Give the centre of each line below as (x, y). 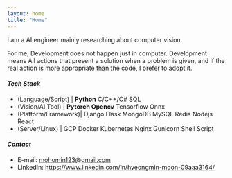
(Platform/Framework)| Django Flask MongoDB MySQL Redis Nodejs (115, 114)
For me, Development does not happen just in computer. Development (107, 53)
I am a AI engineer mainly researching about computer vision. (95, 39)
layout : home (26, 14)
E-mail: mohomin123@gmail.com (64, 159)
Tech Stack (24, 84)
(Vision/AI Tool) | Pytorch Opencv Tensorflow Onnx (91, 106)
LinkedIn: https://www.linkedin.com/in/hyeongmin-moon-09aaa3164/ (116, 167)
